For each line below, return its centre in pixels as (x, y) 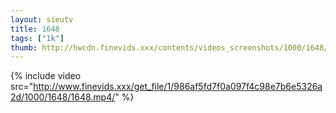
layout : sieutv (42, 19)
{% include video (46, 76)
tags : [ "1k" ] (37, 38)
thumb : (24, 47)
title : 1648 (35, 29)
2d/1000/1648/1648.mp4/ (63, 97)
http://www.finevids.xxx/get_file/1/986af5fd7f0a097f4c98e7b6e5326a (178, 87)
